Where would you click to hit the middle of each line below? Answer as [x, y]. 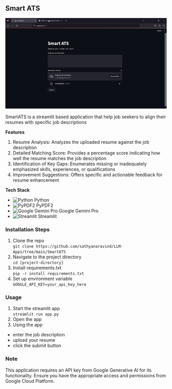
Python [42, 200]
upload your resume [34, 340]
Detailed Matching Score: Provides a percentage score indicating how [86, 153]
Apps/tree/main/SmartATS [39, 252]
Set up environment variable [42, 278]
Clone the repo [28, 241]
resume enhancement [36, 180]
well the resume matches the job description [59, 158]
